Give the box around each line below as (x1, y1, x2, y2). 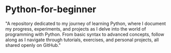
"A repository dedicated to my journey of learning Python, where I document (5, 20, 166, 26)
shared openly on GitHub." (5, 42, 61, 48)
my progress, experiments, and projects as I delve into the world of (5, 25, 146, 32)
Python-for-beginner (5, 4, 96, 15)
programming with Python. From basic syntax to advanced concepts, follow (5, 31, 164, 37)
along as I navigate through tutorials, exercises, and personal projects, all (5, 37, 159, 43)
